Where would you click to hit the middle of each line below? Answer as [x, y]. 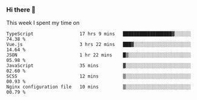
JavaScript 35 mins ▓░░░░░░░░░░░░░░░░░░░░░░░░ [98, 66]
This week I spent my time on [43, 23]
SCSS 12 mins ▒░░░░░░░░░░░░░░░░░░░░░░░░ [98, 76]
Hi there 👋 [21, 10]
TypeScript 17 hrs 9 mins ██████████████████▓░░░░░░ [98, 34]
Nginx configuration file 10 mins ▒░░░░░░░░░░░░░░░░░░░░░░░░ [98, 87]
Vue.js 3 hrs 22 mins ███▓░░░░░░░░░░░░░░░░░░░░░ [98, 45]
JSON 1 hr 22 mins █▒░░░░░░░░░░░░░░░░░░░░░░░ [98, 55]
